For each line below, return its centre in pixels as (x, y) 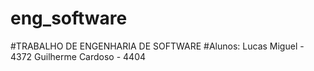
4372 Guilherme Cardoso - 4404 (78, 56)
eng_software (69, 18)
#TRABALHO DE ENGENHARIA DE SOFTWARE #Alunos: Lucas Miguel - (157, 46)
